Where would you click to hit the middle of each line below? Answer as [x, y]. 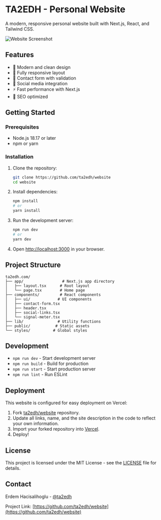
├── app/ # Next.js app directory [60, 281]
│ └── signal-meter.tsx [33, 317]
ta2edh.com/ [18, 277]
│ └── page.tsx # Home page [45, 290]
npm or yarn [25, 143]
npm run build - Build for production [51, 364]
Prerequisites [22, 127]
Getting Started [30, 113]
